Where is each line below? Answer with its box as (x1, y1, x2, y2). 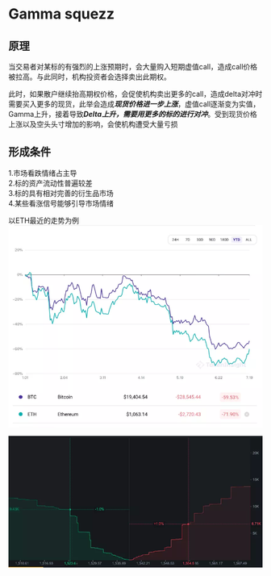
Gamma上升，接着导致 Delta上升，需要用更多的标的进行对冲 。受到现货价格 (8, 110, 257, 119)
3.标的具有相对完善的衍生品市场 (8, 188, 115, 198)
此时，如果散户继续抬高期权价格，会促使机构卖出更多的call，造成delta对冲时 (8, 90, 263, 98)
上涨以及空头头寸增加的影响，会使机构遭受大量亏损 (8, 119, 178, 129)
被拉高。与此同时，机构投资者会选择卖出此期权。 (8, 72, 171, 81)
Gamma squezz (8, 5, 115, 23)
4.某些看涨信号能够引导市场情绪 (8, 198, 115, 208)
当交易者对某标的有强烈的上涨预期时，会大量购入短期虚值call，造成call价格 (8, 62, 258, 71)
